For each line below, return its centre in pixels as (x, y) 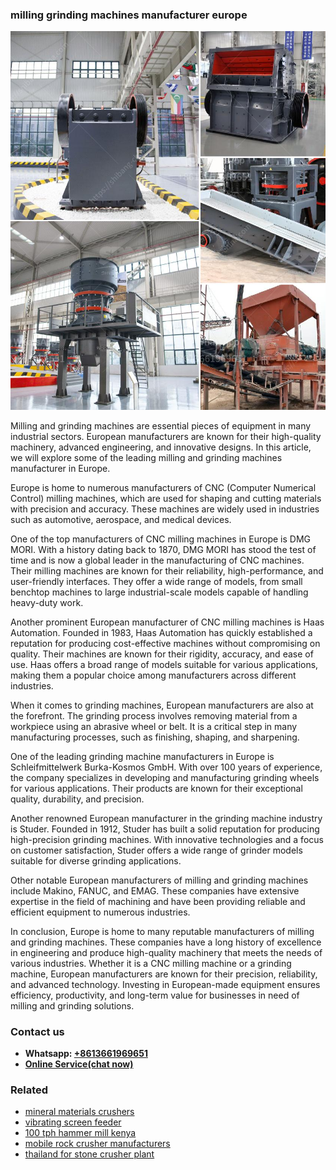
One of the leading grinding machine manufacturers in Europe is (142, 756)
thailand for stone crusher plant (89, 1154)
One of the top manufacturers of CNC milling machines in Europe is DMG (160, 539)
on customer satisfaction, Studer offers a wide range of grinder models (156, 850)
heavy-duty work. (47, 602)
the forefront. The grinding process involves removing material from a (154, 715)
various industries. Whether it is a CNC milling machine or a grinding (151, 963)
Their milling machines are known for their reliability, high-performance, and (167, 570)
